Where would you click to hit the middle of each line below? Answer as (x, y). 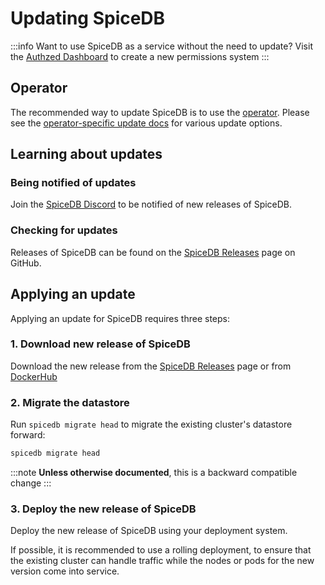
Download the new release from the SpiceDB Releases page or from (151, 366)
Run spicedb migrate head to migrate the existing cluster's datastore (151, 424)
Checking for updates (64, 230)
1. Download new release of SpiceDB (100, 344)
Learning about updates (86, 154)
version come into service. (65, 571)
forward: (28, 435)
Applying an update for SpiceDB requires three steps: (120, 318)
